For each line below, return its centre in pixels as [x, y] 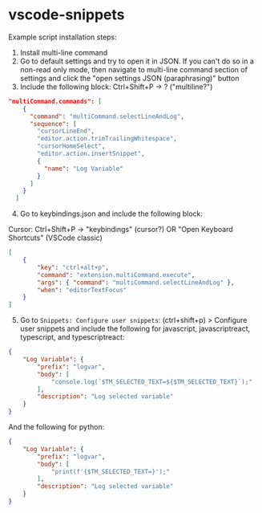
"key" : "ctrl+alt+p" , [73, 267]
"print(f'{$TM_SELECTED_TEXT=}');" [111, 471]
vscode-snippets [67, 15]
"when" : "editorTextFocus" [82, 290]
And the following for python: [56, 427]
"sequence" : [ [53, 124]
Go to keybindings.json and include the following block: [111, 214]
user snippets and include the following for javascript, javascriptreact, [135, 329]
